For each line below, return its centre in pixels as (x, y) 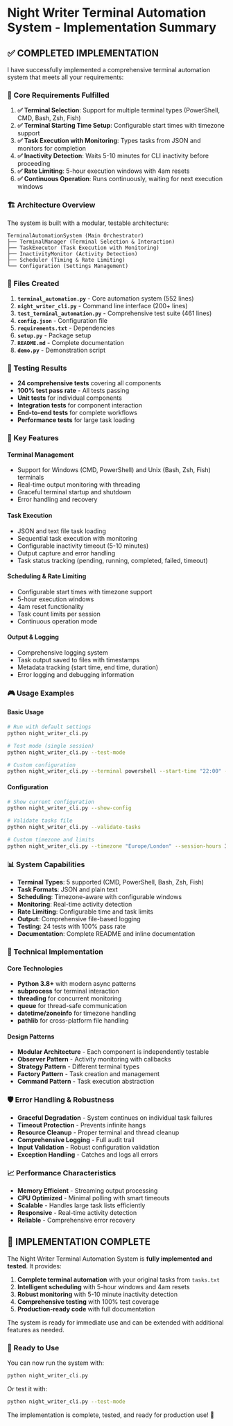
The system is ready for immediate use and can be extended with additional (115, 1322)
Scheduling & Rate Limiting (47, 576)
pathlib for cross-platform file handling (73, 1021)
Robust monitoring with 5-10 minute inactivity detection (97, 1294)
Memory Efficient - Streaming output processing (87, 1190)
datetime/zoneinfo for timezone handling (77, 1013)
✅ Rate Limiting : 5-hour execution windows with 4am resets (103, 171)
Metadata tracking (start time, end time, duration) (87, 667)
